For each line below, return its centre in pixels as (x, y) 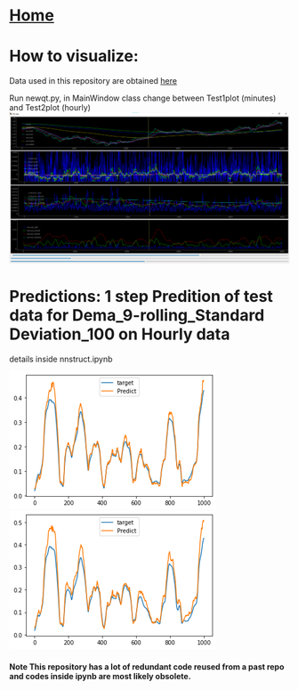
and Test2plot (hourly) (50, 108)
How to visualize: (74, 57)
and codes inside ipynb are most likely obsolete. (100, 676)
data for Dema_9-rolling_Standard (137, 316)
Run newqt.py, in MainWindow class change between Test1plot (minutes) (143, 98)
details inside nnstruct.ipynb (61, 359)
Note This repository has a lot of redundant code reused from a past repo (147, 666)
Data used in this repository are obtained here (93, 81)
